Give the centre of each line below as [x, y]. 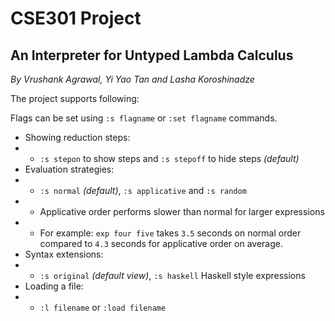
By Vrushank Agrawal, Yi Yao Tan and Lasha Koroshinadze [132, 79]
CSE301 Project [76, 18]
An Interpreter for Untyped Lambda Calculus [152, 55]
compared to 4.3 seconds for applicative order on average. [161, 243]
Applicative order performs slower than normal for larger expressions [182, 211]
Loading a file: [54, 286]
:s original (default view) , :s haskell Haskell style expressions [172, 275]
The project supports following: [75, 98]
